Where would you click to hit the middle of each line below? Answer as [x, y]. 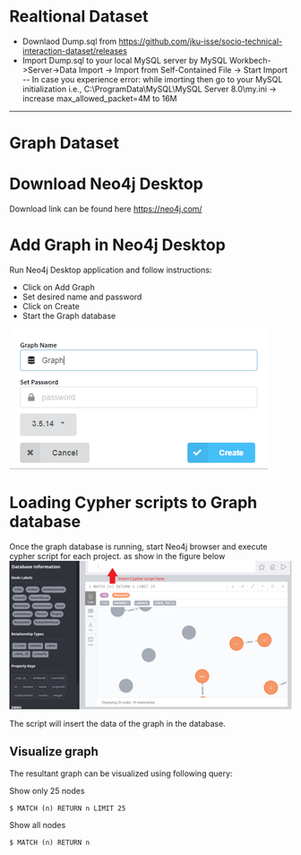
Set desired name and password [82, 297]
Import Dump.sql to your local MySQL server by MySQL [125, 60]
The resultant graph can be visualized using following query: [121, 773]
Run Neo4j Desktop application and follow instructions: [111, 270]
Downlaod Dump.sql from [69, 41]
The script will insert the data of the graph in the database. [117, 723]
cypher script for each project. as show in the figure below [117, 556]
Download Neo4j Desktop [106, 184]
